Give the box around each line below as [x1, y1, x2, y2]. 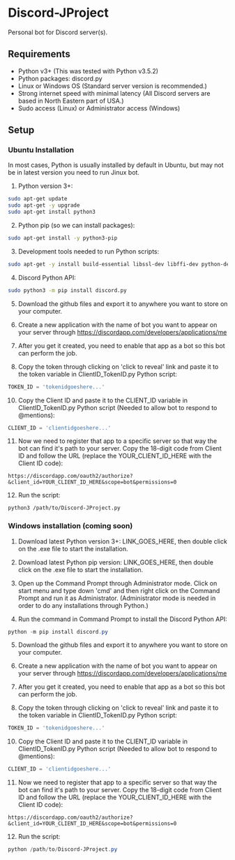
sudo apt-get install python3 [8, 208, 96, 216]
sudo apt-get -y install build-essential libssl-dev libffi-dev [8, 261, 199, 268]
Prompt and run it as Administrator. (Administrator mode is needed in [17, 594, 216, 602]
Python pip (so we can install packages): [17, 221, 135, 230]
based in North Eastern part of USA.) [17, 96, 124, 105]
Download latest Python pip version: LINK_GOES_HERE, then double [17, 557, 213, 567]
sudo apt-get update [8, 196, 68, 203]
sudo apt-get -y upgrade [8, 202, 80, 209]
